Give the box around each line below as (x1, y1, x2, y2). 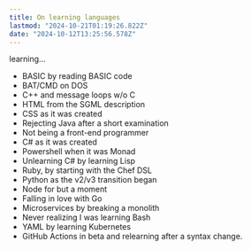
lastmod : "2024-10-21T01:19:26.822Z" (9, 21, 148, 30)
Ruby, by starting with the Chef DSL (21, 165, 153, 176)
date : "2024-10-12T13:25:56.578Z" (9, 29, 137, 38)
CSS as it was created (21, 108, 103, 120)
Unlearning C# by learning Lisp (21, 156, 135, 167)
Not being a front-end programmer (21, 128, 149, 138)
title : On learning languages (9, 12, 121, 22)
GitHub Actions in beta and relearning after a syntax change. (21, 231, 243, 242)
